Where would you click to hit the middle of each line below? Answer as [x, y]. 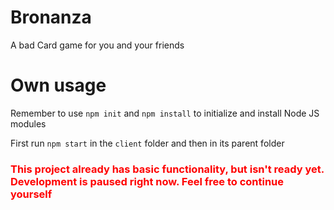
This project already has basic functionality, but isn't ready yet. [167, 169]
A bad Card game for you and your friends [97, 45]
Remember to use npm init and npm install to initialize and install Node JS [165, 113]
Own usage [58, 85]
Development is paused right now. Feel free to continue [147, 181]
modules [28, 123]
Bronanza [51, 17]
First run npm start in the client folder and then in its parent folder [147, 143]
